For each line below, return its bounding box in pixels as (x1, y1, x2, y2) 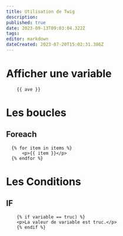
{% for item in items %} (11, 145, 72, 151)
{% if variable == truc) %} (16, 214, 85, 220)
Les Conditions (6, 175, 81, 188)
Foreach (6, 129, 37, 139)
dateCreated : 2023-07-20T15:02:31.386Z (6, 42, 104, 48)
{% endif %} (16, 224, 46, 230)
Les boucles (6, 106, 67, 119)
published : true (6, 19, 46, 25)
